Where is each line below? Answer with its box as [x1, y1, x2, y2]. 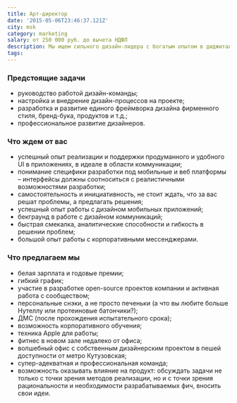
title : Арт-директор [7, 10, 68, 18]
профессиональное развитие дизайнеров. [17, 119, 146, 128]
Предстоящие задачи [7, 73, 86, 83]
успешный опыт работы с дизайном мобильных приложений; [17, 205, 204, 214]
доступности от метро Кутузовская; [17, 351, 127, 360]
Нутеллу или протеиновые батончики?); [17, 306, 138, 315]
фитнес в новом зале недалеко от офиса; [17, 336, 142, 344]
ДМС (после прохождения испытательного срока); [17, 313, 172, 322]
